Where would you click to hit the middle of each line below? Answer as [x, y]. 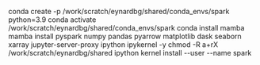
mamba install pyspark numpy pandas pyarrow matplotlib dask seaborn [125, 36]
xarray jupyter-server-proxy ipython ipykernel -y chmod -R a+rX [113, 45]
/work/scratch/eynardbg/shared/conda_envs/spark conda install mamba [126, 28]
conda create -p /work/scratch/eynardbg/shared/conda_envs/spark [119, 11]
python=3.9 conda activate [52, 20]
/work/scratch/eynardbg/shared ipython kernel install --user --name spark [130, 53]
